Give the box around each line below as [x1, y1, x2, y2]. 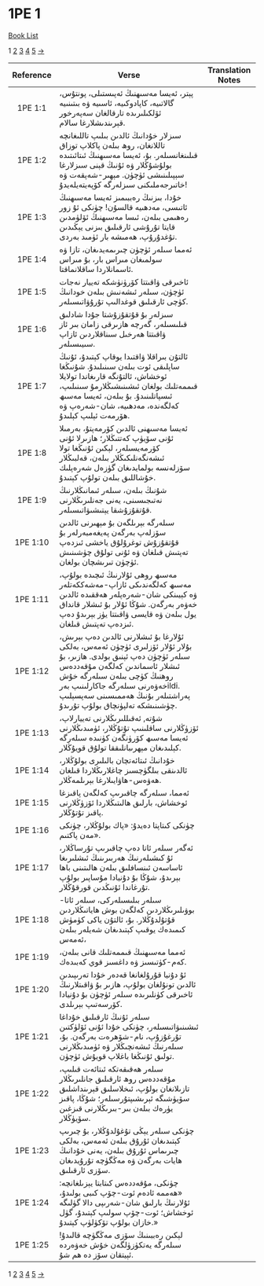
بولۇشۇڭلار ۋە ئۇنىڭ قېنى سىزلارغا [58, 159, 172, 170]
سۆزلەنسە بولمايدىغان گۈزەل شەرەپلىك [58, 461, 191, 472]
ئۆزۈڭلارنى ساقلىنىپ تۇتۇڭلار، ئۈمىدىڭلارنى [58, 722, 199, 733]
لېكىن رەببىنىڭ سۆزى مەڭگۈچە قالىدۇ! [58, 1229, 183, 1240]
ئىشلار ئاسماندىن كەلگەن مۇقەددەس [58, 660, 181, 671]
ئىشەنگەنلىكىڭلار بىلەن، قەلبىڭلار [58, 452, 165, 463]
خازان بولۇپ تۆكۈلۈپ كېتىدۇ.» [58, 1216, 159, 1227]
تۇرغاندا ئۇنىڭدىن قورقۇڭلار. [58, 881, 151, 892]
